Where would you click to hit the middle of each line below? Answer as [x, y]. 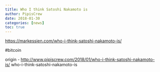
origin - [12, 60]
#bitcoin [13, 50]
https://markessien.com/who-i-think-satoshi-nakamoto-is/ [64, 41]
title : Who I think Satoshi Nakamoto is [47, 9]
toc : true [15, 27]
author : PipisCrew [24, 14]
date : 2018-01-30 [23, 18]
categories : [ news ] [25, 23]
